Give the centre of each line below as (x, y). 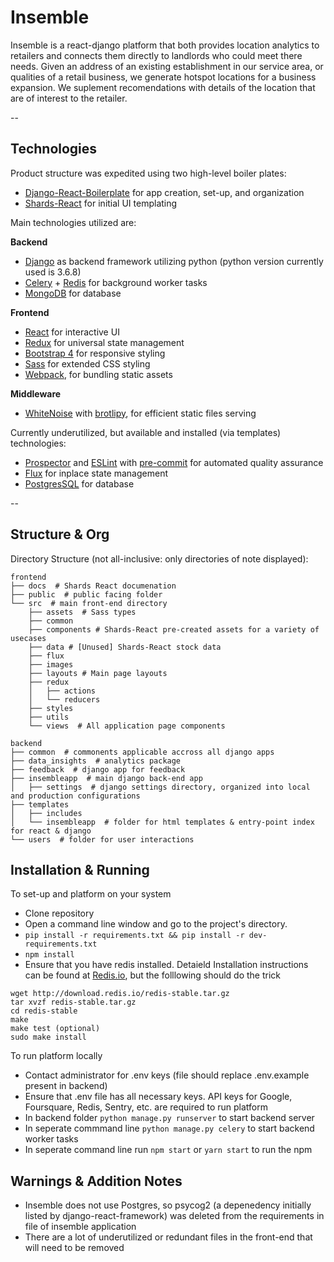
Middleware (36, 393)
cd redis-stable (44, 1011)
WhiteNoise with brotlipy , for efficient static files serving (140, 413)
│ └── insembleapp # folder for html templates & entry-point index (162, 822)
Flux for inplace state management (96, 473)
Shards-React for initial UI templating (101, 203)
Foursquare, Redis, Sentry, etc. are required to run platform (146, 1107)
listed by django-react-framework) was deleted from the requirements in (174, 1216)
